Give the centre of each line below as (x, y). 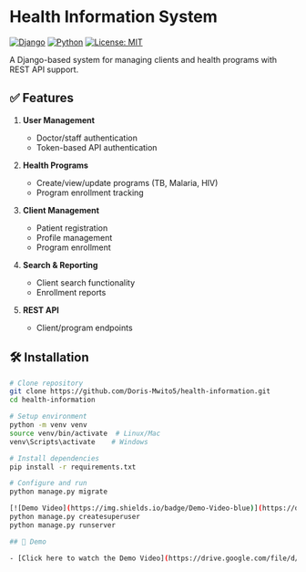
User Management (59, 120)
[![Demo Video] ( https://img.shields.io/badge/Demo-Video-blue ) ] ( (136, 508)
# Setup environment (49, 417)
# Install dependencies (55, 458)
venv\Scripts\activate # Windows (79, 442)
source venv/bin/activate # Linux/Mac (85, 433)
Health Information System (114, 17)
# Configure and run (49, 484)
